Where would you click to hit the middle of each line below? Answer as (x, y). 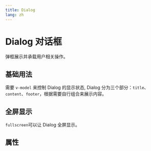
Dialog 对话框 (34, 42)
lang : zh (15, 15)
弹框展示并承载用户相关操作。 (36, 57)
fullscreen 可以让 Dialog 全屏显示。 (43, 125)
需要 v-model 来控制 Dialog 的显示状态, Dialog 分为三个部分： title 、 (77, 88)
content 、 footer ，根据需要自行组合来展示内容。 (56, 94)
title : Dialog (20, 10)
